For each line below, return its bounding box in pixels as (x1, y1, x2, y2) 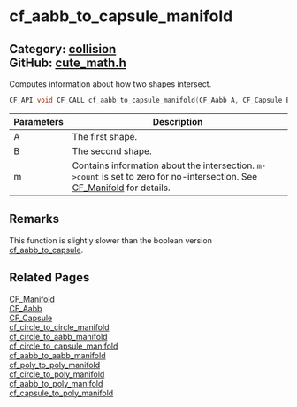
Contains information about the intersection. (72, 159, 255, 172)
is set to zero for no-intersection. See (101, 170, 258, 182)
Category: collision (9, 42, 117, 57)
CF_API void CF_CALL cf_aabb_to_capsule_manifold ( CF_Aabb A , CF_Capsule (9, 96, 283, 104)
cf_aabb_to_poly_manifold (9, 378, 103, 388)
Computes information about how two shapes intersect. (9, 79, 212, 89)
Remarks (9, 211, 60, 227)
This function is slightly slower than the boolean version (9, 234, 212, 245)
